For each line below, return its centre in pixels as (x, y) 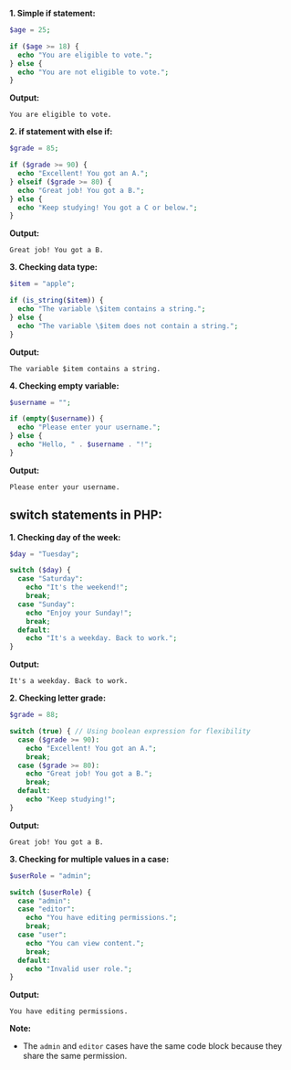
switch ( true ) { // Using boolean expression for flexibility (130, 732)
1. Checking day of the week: (65, 537)
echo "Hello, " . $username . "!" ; (85, 444)
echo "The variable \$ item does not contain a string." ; (128, 326)
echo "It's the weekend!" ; (77, 588)
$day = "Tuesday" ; (44, 554)
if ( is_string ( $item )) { (57, 301)
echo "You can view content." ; (85, 943)
